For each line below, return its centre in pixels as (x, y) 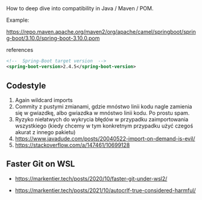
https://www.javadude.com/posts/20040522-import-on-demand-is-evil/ (105, 138)
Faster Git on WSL (41, 164)
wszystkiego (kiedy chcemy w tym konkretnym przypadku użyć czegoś (104, 126)
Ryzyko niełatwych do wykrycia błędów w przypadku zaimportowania (102, 119)
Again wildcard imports (44, 100)
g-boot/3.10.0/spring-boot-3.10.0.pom (53, 38)
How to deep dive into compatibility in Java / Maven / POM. (80, 8)
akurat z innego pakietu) (45, 132)
